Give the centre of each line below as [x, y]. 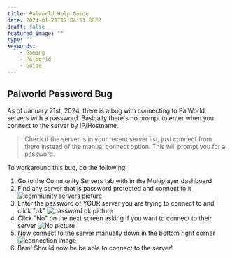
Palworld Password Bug [60, 94]
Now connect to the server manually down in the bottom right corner [116, 233]
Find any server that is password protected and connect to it [104, 189]
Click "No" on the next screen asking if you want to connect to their [115, 218]
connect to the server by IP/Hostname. [63, 126]
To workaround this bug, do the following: [67, 168]
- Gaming [32, 53]
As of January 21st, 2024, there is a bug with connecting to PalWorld [106, 111]
